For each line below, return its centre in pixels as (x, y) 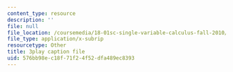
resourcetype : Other (37, 45)
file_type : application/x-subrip (55, 39)
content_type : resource (42, 13)
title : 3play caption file (46, 52)
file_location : (29, 33)
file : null (23, 26)
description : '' (31, 20)
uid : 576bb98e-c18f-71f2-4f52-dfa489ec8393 (71, 58)
